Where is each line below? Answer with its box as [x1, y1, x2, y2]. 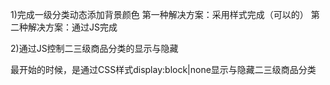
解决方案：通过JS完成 [27, 21, 118, 33]
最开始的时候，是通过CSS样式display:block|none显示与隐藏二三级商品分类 [10, 64, 317, 75]
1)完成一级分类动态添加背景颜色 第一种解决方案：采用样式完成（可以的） [10, 9, 309, 20]
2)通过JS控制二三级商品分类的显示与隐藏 [10, 43, 179, 54]
